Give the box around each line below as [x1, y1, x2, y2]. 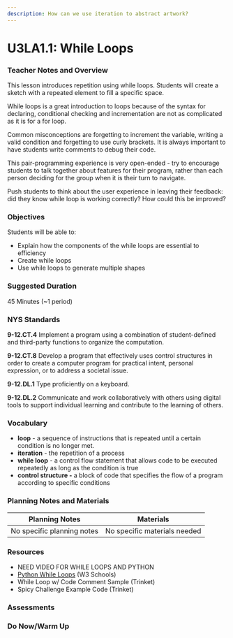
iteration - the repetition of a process [17, 449, 125, 458]
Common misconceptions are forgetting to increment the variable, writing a [7, 131, 223, 139]
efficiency [17, 249, 47, 257]
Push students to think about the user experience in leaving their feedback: [7, 187, 223, 196]
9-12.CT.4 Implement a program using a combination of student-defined [7, 331, 216, 339]
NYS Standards [7, 314, 61, 324]
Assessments [7, 602, 55, 612]
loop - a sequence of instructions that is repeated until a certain [17, 434, 201, 442]
